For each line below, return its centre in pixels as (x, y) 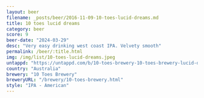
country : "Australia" (34, 68)
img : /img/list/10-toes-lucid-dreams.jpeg (61, 57)
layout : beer (23, 12)
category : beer (25, 29)
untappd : (17, 63)
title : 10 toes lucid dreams (43, 23)
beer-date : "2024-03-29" (38, 40)
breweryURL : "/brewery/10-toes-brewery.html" (65, 80)
